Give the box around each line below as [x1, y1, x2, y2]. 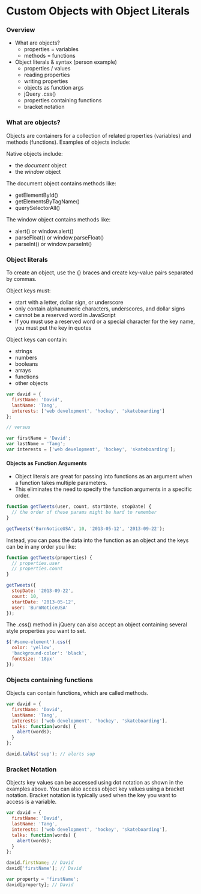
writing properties [23, 78, 68, 85]
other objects [14, 380, 48, 387]
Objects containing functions [6, 676, 93, 684]
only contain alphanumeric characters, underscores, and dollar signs [14, 305, 185, 312]
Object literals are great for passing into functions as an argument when [14, 473, 193, 480]
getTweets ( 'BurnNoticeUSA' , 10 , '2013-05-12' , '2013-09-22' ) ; [6, 525, 165, 532]
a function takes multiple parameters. [14, 479, 107, 487]
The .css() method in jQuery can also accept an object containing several [6, 621, 187, 628]
